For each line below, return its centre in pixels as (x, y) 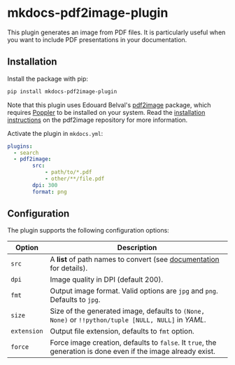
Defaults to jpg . (75, 300)
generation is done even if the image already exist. (133, 352)
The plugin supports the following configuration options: (88, 230)
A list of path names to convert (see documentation (135, 259)
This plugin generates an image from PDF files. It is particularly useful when (116, 32)
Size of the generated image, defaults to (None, (127, 311)
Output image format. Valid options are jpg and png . (134, 291)
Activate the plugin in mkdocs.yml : (55, 133)
